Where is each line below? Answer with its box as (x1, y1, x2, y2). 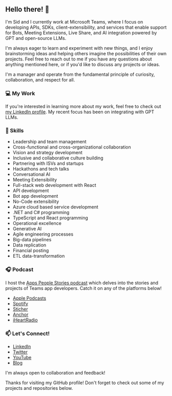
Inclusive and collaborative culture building (12, 155, 103, 161)
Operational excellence (12, 220, 61, 226)
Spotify (12, 300, 28, 306)
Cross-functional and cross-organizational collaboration (12, 144, 132, 150)
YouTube (12, 355, 32, 360)
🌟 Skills (5, 127, 24, 134)
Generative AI (12, 226, 42, 232)
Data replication (12, 242, 47, 248)
